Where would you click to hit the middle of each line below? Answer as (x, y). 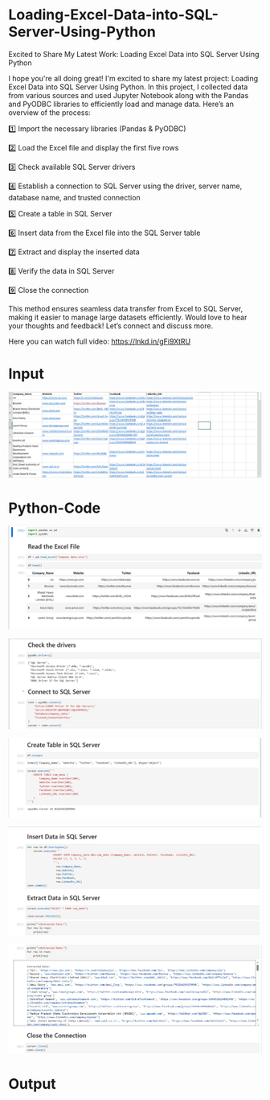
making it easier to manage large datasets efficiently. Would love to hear (128, 317)
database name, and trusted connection (74, 197)
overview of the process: (49, 112)
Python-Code (55, 508)
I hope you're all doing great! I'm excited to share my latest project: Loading (133, 78)
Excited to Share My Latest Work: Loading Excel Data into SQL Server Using (134, 54)
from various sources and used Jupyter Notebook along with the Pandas (129, 95)
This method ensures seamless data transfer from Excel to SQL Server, (126, 308)
